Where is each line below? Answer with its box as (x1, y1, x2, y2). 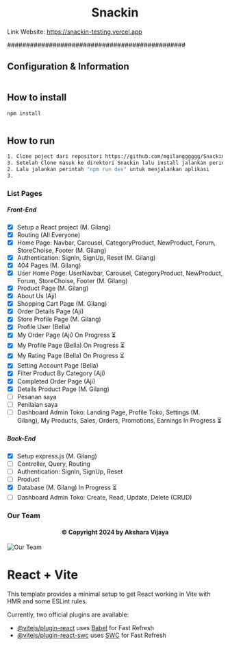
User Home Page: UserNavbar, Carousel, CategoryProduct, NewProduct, (16, 269, 223, 277)
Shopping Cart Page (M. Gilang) (16, 300, 107, 308)
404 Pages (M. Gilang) (16, 261, 81, 269)
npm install (7, 110, 41, 117)
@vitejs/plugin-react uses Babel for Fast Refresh (16, 624, 155, 632)
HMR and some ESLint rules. (7, 597, 88, 605)
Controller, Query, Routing (16, 459, 91, 468)
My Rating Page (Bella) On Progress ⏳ (16, 352, 125, 360)
